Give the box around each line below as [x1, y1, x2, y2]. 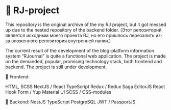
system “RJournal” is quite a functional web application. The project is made [5, 53, 166, 59]
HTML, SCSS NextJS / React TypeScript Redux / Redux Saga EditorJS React [5, 84, 165, 90]
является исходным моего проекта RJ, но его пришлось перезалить [5, 32, 155, 38]
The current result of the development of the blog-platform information [5, 47, 155, 53]
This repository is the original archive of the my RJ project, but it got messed [5, 21, 166, 28]
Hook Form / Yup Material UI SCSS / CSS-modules [5, 89, 111, 95]
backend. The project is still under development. [5, 64, 107, 70]
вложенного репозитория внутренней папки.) [11, 38, 111, 44]
